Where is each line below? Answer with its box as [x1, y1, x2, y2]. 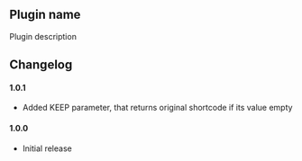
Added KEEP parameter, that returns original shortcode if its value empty [22, 103, 293, 113]
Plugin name [9, 7, 81, 22]
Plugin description [9, 31, 77, 41]
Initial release [22, 143, 72, 154]
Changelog [9, 58, 73, 73]
